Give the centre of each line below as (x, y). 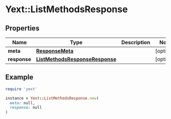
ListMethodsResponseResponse (76, 59)
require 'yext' (21, 89)
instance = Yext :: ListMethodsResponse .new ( (52, 98)
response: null (26, 108)
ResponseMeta (55, 51)
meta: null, (23, 103)
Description (136, 42)
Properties (22, 28)
